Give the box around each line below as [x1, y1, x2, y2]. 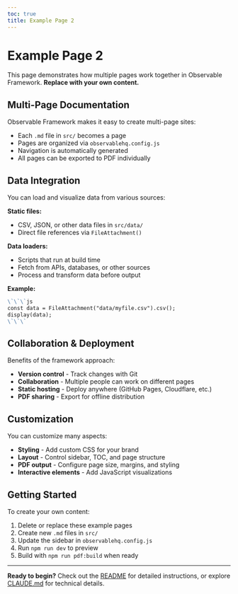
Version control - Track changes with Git [17, 370, 138, 379]
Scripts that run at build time [17, 256, 101, 264]
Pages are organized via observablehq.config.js [17, 139, 160, 147]
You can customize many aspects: [7, 432, 108, 440]
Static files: [7, 207, 42, 216]
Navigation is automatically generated [17, 147, 129, 155]
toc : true [7, 10, 37, 18]
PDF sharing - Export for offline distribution [17, 392, 145, 401]
